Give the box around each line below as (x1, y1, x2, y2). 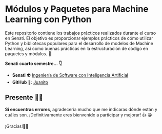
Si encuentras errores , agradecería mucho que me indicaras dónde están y (5, 106, 158, 112)
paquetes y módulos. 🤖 (5, 50, 52, 57)
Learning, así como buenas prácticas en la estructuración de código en (5, 45, 148, 51)
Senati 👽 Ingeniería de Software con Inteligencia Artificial (12, 72, 128, 78)
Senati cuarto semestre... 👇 (5, 60, 62, 67)
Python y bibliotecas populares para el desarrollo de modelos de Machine (5, 40, 154, 46)
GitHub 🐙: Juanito (12, 79, 49, 85)
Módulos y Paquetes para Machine (5, 3, 149, 15)
